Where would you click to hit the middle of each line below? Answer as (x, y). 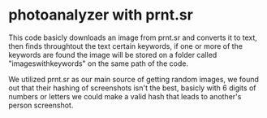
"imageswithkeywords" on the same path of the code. (99, 63)
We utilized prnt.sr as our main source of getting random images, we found (134, 79)
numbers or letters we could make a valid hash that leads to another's (125, 96)
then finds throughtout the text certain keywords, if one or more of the (126, 46)
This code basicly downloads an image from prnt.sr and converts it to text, (133, 37)
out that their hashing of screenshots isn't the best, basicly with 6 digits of (132, 88)
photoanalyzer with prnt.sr (101, 15)
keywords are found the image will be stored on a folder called (113, 55)
